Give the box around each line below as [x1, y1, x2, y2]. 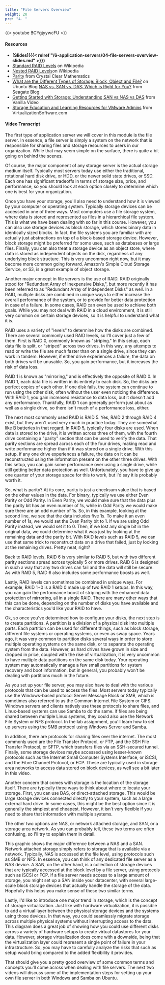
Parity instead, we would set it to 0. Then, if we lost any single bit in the [5, 523, 149, 529]
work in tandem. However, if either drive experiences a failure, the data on [5, 353, 155, 359]
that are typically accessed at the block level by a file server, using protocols [5, 867, 160, 873]
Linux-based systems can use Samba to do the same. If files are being [5, 708, 148, 714]
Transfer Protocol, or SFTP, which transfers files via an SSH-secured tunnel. [5, 744, 159, 749]
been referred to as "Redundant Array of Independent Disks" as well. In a [5, 286, 153, 292]
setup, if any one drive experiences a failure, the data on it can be [5, 451, 138, 457]
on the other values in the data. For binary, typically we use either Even [5, 492, 149, 498]
